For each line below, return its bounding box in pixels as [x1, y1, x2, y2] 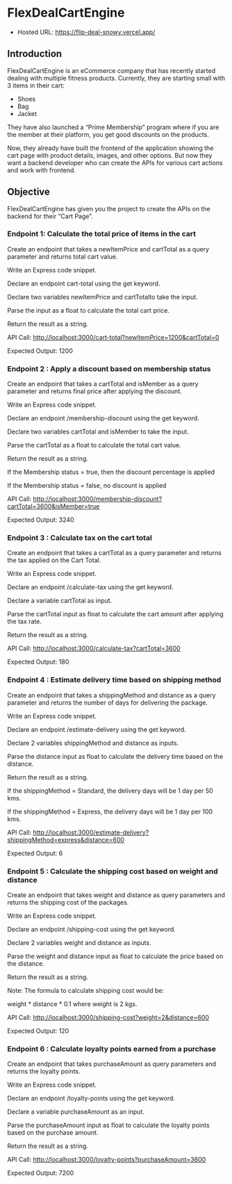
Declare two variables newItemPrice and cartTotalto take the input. [7, 293, 198, 301]
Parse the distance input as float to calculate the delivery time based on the [7, 752, 224, 760]
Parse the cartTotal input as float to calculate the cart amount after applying [7, 610, 224, 618]
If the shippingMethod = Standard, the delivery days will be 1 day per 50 [7, 787, 213, 795]
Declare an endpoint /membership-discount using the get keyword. [7, 414, 199, 422]
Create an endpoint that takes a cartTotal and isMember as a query [7, 380, 199, 388]
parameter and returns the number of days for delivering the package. [7, 698, 208, 707]
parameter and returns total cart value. [7, 252, 118, 261]
